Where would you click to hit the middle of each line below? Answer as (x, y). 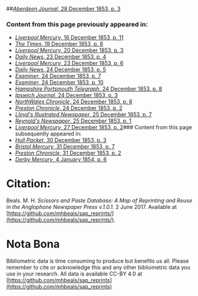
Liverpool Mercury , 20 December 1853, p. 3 (69, 50)
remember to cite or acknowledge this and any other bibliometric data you (98, 268)
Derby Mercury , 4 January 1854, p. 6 (61, 159)
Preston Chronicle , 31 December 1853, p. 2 (68, 153)
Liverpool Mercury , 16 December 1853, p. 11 (69, 37)
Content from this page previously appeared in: (77, 24)
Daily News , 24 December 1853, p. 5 (61, 69)
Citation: (28, 184)
